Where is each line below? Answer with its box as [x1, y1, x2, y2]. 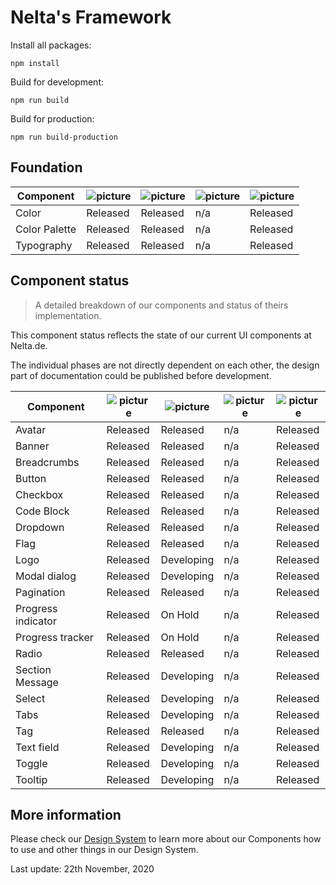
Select [15, 691, 46, 705]
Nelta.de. [10, 339, 48, 351]
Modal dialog [15, 569, 77, 583]
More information [10, 806, 122, 823]
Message [15, 675, 59, 689]
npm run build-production [10, 132, 118, 142]
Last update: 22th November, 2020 [10, 863, 155, 875]
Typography [15, 238, 73, 252]
